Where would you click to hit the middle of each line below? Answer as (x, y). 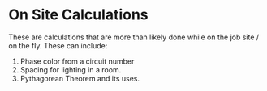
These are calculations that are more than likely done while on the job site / (134, 37)
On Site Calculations (78, 15)
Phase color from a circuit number (77, 61)
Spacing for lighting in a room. (71, 69)
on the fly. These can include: (58, 45)
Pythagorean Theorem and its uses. (80, 78)
